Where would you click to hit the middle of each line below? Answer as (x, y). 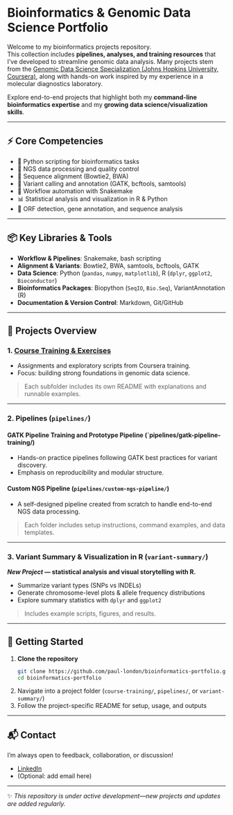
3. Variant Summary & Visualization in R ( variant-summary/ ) (108, 557)
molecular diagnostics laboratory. (55, 83)
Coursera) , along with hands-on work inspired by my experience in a (105, 76)
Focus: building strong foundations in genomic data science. (104, 373)
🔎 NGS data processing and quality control (78, 169)
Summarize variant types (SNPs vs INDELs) (79, 585)
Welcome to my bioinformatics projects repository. (79, 47)
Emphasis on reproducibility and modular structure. (90, 472)
